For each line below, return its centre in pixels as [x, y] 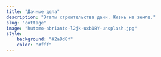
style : [14, 34]
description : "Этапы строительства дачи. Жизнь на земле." [81, 17]
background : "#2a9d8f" [45, 39]
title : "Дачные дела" [33, 12]
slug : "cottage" [26, 23]
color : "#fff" [34, 45]
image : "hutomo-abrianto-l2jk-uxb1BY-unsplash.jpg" [72, 28]
